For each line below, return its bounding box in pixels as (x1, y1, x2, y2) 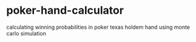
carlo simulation (6, 29, 47, 37)
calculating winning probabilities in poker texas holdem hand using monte (6, 23, 190, 31)
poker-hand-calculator (6, 4, 124, 17)
